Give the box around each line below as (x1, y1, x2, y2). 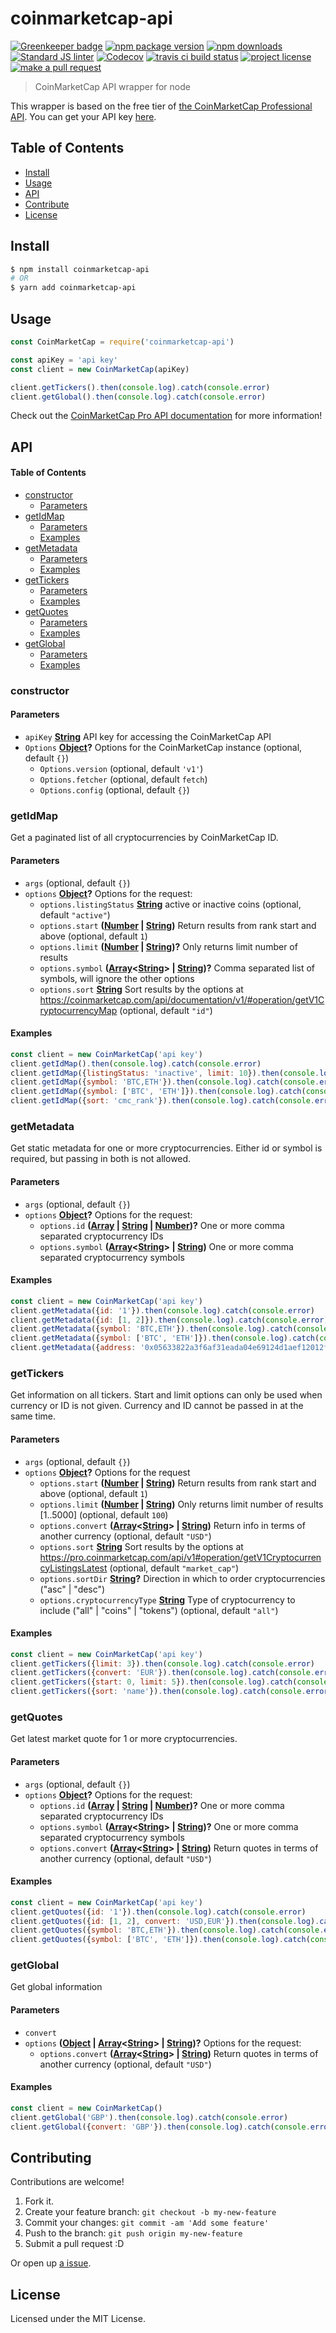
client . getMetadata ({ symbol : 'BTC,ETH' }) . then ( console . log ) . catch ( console (10, 1324, 329, 1334)
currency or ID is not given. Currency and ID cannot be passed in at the (10, 1400, 304, 1412)
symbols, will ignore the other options (39, 972, 195, 984)
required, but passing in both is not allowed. (10, 1153, 192, 1165)
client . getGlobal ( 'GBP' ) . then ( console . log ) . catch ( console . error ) (10, 2112, 289, 2122)
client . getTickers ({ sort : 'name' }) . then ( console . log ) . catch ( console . (10, 1687, 307, 1697)
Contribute (24, 198, 70, 210)
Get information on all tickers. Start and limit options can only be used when (10, 1389, 323, 1401)
